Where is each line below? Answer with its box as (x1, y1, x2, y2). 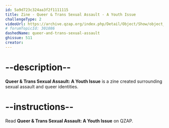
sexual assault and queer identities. (5, 83, 79, 89)
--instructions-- (5, 101, 74, 112)
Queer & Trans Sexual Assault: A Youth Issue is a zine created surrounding (5, 78, 162, 84)
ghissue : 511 (5, 36, 33, 41)
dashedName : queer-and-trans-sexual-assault (5, 31, 100, 36)
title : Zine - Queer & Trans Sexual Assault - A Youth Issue (5, 12, 136, 17)
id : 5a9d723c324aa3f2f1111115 (5, 7, 69, 13)
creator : (5, 40, 24, 45)
